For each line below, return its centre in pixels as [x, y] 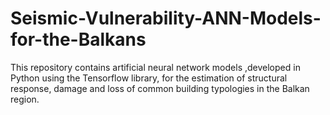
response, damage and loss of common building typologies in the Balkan [160, 88]
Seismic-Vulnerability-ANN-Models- [166, 18]
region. [25, 99]
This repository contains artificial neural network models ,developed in [155, 67]
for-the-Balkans [78, 39]
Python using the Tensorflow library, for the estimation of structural [149, 78]
